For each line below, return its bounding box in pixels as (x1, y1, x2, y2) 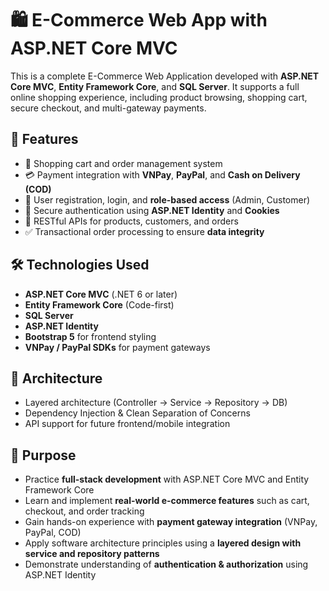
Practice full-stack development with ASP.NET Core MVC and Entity (24, 473, 310, 486)
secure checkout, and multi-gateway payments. (10, 102, 207, 114)
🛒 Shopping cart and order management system (24, 157, 223, 169)
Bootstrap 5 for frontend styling (24, 330, 157, 342)
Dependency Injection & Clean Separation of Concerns (24, 407, 251, 419)
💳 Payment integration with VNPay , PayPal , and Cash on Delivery (24, 168, 301, 181)
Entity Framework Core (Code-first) (24, 298, 175, 311)
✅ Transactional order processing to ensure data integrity (24, 225, 265, 237)
